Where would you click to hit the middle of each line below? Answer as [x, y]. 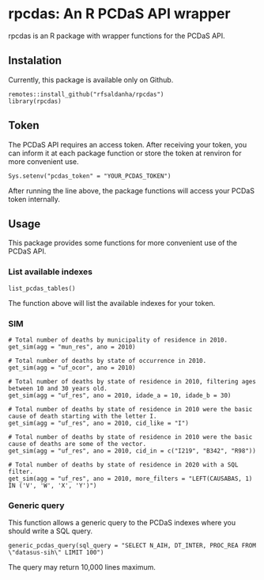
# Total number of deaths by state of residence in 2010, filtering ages [132, 381]
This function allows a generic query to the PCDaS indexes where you [122, 523]
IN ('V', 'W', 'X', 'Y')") [53, 485]
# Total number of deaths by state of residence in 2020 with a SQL [123, 464]
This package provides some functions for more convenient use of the [123, 243]
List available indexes [51, 272]
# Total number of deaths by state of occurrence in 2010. [107, 361]
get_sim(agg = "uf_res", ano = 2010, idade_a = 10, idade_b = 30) [120, 395]
